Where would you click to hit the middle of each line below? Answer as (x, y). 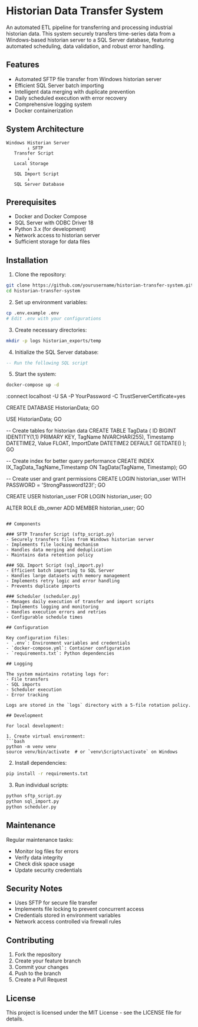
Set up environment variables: (51, 302)
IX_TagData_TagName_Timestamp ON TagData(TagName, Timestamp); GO (97, 467)
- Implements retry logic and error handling (63, 581)
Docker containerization (44, 110)
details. (15, 1019)
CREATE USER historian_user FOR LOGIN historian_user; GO (79, 497)
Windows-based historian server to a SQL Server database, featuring (90, 40)
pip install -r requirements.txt (47, 774)
